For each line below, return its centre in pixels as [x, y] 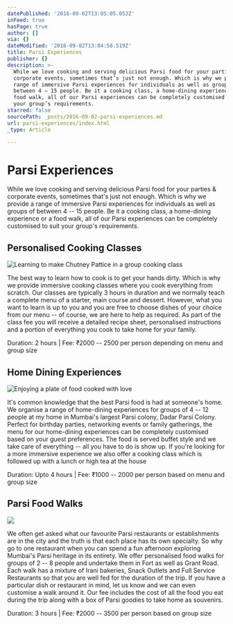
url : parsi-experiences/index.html [59, 123]
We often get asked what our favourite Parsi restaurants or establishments [113, 533]
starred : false [29, 110]
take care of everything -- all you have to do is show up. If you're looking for [116, 446]
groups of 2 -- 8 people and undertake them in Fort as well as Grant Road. [113, 563]
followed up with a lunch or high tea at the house [77, 461]
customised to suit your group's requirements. [73, 226]
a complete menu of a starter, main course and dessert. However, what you [115, 300]
